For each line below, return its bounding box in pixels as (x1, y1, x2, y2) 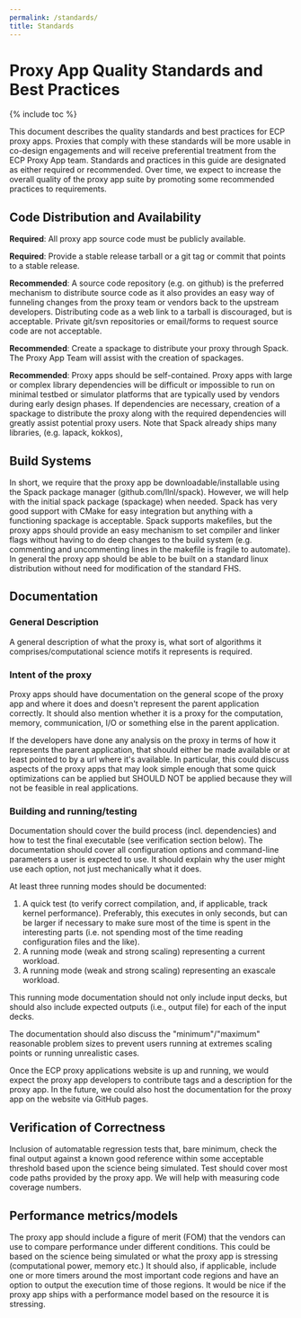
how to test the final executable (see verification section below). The (9, 835, 263, 845)
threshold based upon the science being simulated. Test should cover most (9, 1163, 288, 1173)
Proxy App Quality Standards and (9, 60, 263, 81)
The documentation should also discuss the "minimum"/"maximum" (9, 1029, 261, 1039)
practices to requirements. (9, 183, 108, 194)
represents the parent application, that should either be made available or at (9, 745, 290, 756)
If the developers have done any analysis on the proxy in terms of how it (9, 735, 277, 746)
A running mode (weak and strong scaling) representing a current (22, 946, 266, 957)
